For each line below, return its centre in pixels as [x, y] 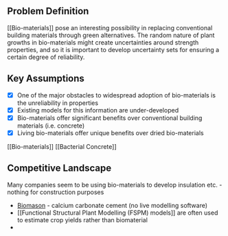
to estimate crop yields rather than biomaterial [82, 220]
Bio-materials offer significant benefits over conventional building [110, 118]
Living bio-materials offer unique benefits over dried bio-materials [110, 132]
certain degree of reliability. [46, 57]
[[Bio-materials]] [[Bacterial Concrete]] [62, 146]
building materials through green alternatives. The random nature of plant [111, 35]
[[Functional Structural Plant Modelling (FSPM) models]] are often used [117, 213]
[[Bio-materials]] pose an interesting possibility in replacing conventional [110, 27]
